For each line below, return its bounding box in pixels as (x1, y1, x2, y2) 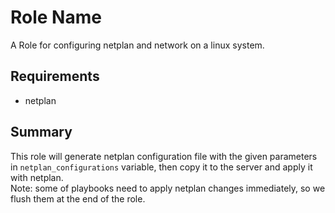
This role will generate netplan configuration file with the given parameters (10, 150, 318, 162)
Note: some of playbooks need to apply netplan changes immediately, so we (10, 182, 326, 194)
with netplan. (10, 171, 64, 183)
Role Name (10, 6, 102, 29)
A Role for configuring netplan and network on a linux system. (10, 39, 265, 51)
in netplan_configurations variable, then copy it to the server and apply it (10, 161, 313, 173)
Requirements (10, 68, 100, 85)
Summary (10, 124, 73, 141)
